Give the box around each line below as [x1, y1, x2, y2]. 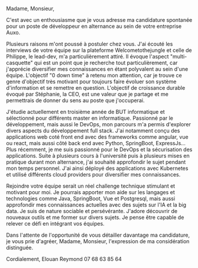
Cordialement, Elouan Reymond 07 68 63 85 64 [6, 256, 122, 262]
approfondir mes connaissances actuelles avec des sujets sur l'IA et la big [6, 201, 187, 208]
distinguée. [6, 244, 34, 251]
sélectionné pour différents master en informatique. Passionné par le [6, 115, 173, 122]
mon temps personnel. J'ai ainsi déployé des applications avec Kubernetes [6, 165, 189, 172]
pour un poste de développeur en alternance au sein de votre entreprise [6, 23, 182, 30]
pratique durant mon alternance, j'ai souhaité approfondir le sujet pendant [6, 159, 186, 165]
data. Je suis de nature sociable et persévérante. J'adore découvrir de [6, 208, 178, 214]
